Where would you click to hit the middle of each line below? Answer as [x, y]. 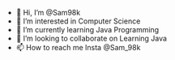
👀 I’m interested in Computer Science [78, 21]
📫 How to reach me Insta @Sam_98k [78, 47]
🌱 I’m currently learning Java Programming [87, 30]
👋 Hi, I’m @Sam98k [48, 13]
